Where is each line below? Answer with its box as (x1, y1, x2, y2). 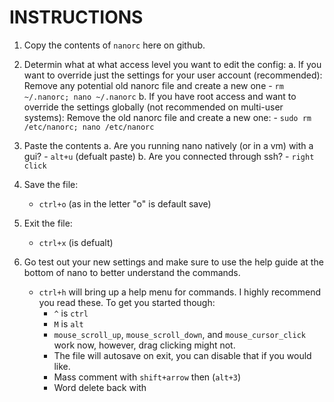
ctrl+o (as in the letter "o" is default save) (38, 197, 212, 210)
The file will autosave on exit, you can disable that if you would (53, 349, 312, 361)
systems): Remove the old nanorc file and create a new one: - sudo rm (23, 111, 312, 123)
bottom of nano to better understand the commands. (23, 266, 241, 278)
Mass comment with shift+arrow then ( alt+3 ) (53, 371, 242, 383)
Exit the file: (23, 217, 73, 229)
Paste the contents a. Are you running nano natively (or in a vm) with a (23, 139, 314, 151)
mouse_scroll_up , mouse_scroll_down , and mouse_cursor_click (53, 328, 306, 340)
